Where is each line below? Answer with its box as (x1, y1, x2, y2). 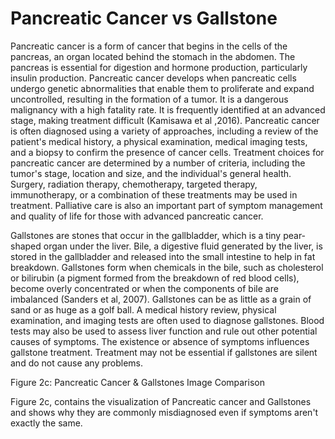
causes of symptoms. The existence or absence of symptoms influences (10, 335, 310, 347)
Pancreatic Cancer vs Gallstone (10, 7, 278, 30)
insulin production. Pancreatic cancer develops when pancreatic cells (10, 72, 297, 84)
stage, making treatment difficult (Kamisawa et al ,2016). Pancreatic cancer (10, 114, 320, 126)
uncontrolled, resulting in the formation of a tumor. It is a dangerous (10, 93, 289, 105)
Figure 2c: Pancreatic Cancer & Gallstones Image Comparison (10, 376, 265, 388)
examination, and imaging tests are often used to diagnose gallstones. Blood (10, 314, 325, 326)
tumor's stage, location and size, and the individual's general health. (10, 167, 292, 179)
